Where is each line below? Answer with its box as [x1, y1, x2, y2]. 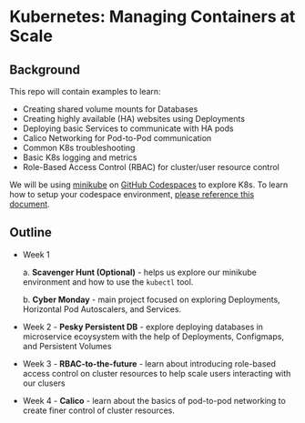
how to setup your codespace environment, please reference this [9, 189, 255, 199]
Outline [9, 225, 52, 240]
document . [9, 198, 50, 209]
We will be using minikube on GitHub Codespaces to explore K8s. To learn [9, 179, 289, 190]
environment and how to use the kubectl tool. [22, 276, 194, 287]
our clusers [22, 378, 66, 388]
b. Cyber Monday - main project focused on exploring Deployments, [22, 294, 280, 305]
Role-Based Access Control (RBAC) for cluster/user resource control [22, 162, 280, 172]
